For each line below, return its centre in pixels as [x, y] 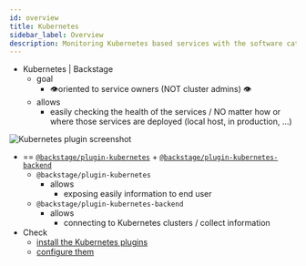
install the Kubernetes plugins [92, 242]
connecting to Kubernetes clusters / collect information [167, 223]
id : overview [34, 18]
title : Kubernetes [44, 26]
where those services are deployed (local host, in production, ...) [171, 122]
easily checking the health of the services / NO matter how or [165, 112]
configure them [65, 252]
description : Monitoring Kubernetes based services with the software [146, 43]
